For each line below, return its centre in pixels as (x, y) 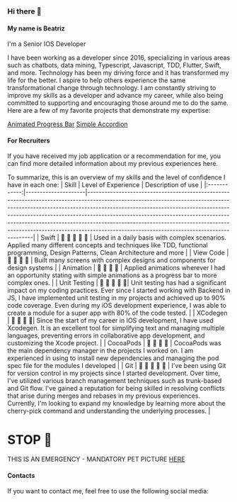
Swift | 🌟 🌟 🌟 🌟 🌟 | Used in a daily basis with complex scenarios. (133, 238)
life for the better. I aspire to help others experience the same (97, 80)
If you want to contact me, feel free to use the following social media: (108, 491)
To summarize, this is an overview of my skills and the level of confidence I (116, 177)
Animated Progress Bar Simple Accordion (68, 124)
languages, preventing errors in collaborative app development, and (106, 335)
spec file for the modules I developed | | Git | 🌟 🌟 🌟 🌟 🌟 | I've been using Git (117, 366)
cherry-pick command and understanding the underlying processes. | (109, 411)
